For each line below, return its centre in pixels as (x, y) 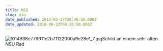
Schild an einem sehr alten (130, 39)
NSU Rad (15, 44)
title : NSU (17, 10)
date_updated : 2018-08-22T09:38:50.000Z (49, 24)
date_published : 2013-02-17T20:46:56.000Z (51, 19)
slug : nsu (16, 15)
